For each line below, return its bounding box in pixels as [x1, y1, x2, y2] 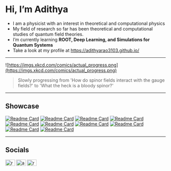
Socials [5, 146, 30, 154]
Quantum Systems [12, 42, 53, 48]
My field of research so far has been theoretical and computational [12, 25, 153, 31]
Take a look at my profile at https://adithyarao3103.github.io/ [12, 47, 139, 53]
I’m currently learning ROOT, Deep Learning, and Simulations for [12, 37, 150, 43]
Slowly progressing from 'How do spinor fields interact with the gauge [17, 77, 165, 83]
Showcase [5, 102, 40, 111]
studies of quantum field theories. [12, 31, 84, 37]
